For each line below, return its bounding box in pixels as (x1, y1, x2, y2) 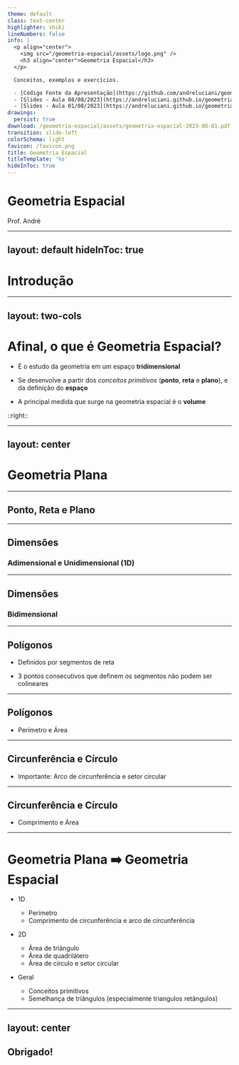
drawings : (7, 109, 37, 116)
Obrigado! (7, 1046, 53, 1059)
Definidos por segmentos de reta (17, 657, 115, 666)
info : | (7, 37, 31, 44)
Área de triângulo (28, 944, 80, 953)
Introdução (7, 273, 74, 289)
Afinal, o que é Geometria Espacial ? (7, 338, 222, 354)
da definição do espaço (17, 383, 88, 392)
